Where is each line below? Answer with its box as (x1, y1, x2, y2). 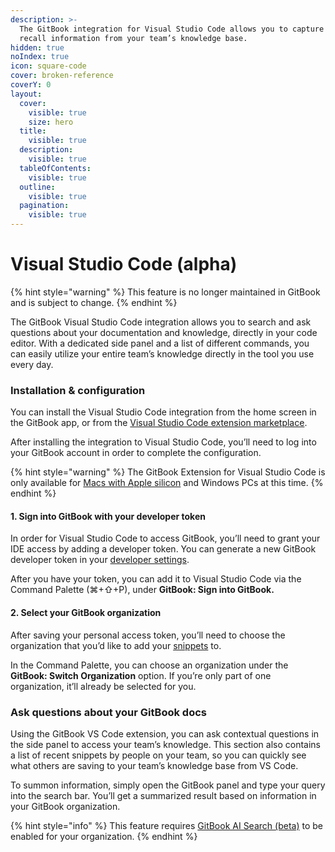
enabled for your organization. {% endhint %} (10, 830, 198, 842)
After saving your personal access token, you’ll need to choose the (10, 629, 286, 641)
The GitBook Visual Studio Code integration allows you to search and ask (10, 316, 312, 328)
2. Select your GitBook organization (10, 607, 162, 619)
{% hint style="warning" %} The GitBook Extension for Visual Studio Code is (10, 466, 326, 478)
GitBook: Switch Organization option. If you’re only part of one (10, 669, 272, 681)
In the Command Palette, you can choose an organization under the (10, 659, 289, 671)
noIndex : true (10, 52, 70, 62)
